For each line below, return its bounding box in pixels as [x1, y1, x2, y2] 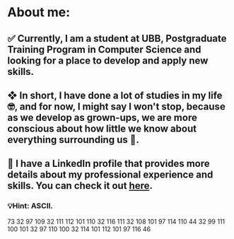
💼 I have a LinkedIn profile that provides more [7, 158, 210, 170]
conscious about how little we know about [7, 122, 197, 134]
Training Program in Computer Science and [7, 43, 201, 55]
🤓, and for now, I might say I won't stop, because [7, 100, 226, 112]
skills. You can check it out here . [7, 180, 153, 192]
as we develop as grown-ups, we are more [7, 111, 198, 124]
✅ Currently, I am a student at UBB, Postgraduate [7, 33, 228, 45]
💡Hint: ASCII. [7, 201, 54, 211]
